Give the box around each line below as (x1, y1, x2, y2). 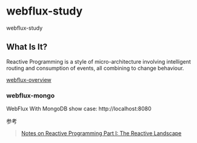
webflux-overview (6, 76, 52, 83)
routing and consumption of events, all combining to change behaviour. (6, 64, 184, 71)
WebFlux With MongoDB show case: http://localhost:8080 (6, 105, 152, 113)
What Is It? (6, 42, 47, 52)
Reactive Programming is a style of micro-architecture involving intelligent (6, 58, 191, 65)
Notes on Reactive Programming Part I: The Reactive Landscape (21, 130, 182, 137)
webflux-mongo (6, 91, 55, 99)
